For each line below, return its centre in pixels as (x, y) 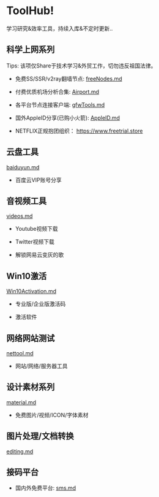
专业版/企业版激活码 (40, 304)
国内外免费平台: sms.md (46, 488)
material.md (21, 402)
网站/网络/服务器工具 (41, 366)
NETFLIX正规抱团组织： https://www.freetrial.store (79, 131)
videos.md (20, 216)
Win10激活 (27, 276)
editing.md (20, 451)
